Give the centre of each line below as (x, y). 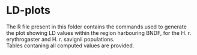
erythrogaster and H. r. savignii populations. (61, 39)
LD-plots (29, 10)
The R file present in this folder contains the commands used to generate (97, 27)
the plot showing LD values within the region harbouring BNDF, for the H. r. (99, 33)
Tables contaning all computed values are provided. (70, 46)
